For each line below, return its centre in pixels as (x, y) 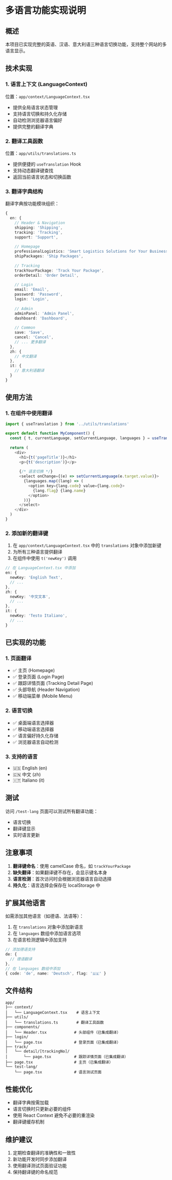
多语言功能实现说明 (46, 11)
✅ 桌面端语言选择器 (33, 723)
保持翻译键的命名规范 (35, 1172)
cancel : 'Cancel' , (34, 337)
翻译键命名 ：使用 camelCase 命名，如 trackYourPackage (72, 866)
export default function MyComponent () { (50, 434)
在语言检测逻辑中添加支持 (40, 940)
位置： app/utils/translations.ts (41, 153)
